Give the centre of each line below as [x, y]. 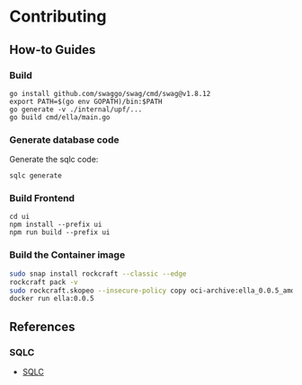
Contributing [58, 17]
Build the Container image [67, 255]
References [42, 326]
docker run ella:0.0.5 [52, 299]
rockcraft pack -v [44, 282]
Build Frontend [42, 198]
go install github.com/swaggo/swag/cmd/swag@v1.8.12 [110, 93]
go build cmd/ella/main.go [60, 117]
